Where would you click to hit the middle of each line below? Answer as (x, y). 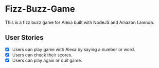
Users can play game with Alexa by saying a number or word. (73, 49)
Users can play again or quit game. (47, 60)
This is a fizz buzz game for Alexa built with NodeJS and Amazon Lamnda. (80, 22)
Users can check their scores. (42, 55)
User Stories (24, 38)
